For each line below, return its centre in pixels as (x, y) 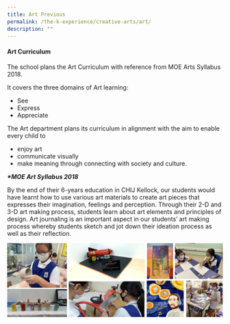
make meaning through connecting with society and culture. (102, 163)
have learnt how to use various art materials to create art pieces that (103, 197)
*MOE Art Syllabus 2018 (43, 176)
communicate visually (48, 156)
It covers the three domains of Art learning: (68, 87)
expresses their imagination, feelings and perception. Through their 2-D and (114, 204)
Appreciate (33, 115)
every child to (26, 135)
